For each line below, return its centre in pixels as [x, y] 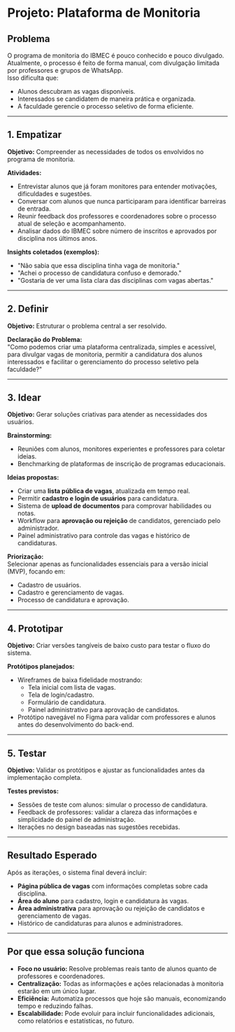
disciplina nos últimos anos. [57, 238]
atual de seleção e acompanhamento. [71, 223]
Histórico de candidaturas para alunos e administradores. [100, 923]
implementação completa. [45, 778]
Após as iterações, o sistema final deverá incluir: [77, 872]
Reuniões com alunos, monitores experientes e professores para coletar [121, 449]
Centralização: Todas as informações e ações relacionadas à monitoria [120, 983]
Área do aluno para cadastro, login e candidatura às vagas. [103, 900]
